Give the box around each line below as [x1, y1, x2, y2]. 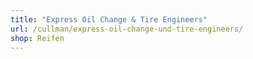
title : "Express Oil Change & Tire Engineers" [10, 14, 208, 25]
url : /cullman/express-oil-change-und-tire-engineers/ [10, 24, 244, 34]
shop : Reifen [10, 33, 65, 43]
